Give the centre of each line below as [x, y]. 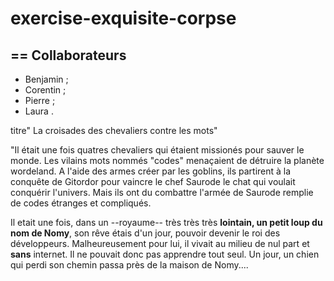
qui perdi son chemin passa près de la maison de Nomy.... [129, 265]
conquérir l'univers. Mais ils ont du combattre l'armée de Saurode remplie [162, 192]
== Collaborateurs [68, 55]
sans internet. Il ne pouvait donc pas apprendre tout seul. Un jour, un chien [165, 254]
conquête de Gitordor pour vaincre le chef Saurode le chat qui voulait [153, 181]
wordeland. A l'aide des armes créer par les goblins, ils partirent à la [151, 171]
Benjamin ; [46, 79]
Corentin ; [45, 90]
